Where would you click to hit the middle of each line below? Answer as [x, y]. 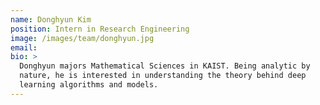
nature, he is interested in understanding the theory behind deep [163, 76]
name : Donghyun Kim [51, 19]
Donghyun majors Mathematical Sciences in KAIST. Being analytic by [165, 66]
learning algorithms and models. [89, 85]
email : [24, 47]
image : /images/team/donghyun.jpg [82, 38]
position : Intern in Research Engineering [100, 29]
